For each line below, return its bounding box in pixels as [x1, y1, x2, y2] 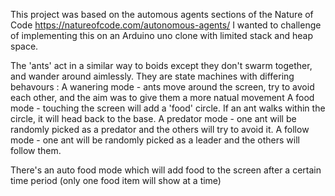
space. [10, 40, 39, 52]
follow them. [10, 145, 62, 156]
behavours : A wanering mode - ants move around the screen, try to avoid [10, 81, 315, 93]
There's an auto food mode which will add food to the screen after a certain [10, 164, 322, 176]
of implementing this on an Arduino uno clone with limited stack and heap [10, 30, 313, 41]
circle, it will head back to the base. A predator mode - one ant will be [10, 113, 297, 124]
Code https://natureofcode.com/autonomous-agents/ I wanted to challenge [10, 19, 322, 31]
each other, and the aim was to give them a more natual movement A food [10, 92, 315, 103]
